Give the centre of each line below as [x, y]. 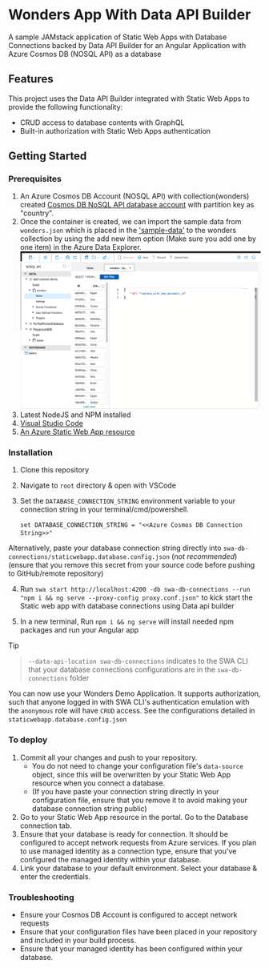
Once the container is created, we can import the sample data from [130, 222]
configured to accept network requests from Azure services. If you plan [138, 842]
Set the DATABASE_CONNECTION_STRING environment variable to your [128, 501]
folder [79, 678]
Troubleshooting [41, 897]
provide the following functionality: [66, 106]
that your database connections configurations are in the [122, 669]
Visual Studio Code [52, 424]
